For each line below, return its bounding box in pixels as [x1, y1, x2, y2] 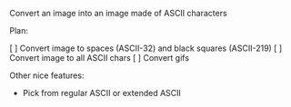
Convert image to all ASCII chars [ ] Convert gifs [9, 53, 189, 63]
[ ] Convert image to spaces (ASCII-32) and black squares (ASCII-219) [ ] [9, 43, 283, 53]
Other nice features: [9, 70, 85, 81]
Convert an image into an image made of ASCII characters [9, 8, 227, 18]
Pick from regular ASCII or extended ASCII [22, 88, 182, 98]
